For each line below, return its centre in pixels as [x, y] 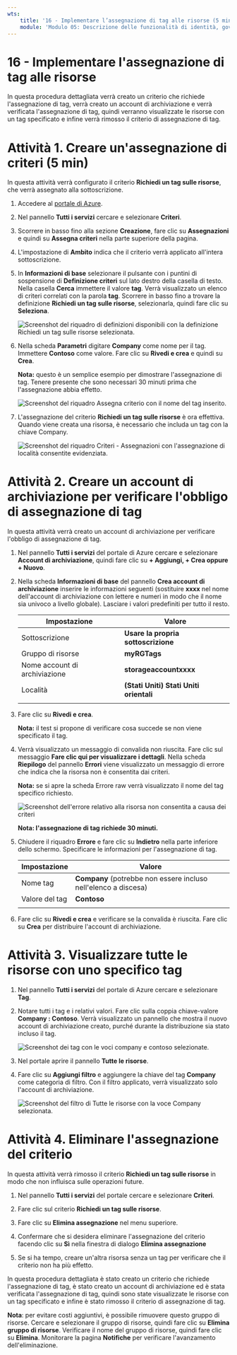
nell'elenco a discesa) [111, 888]
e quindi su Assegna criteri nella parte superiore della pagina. [108, 238]
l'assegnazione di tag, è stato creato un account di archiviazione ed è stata [116, 1286]
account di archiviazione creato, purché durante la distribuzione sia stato [123, 1026]
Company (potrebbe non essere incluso [141, 879]
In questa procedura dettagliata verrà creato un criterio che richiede [106, 97]
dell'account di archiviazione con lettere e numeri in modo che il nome [120, 597]
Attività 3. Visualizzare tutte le [98, 955]
